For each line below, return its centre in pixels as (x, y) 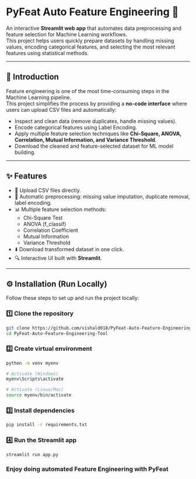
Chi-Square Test (43, 218)
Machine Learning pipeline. (39, 97)
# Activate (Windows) (32, 374)
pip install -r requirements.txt (47, 425)
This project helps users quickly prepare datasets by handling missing (90, 40)
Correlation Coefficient (51, 230)
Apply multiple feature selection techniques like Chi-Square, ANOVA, (98, 134)
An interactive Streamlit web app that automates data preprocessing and (94, 28)
